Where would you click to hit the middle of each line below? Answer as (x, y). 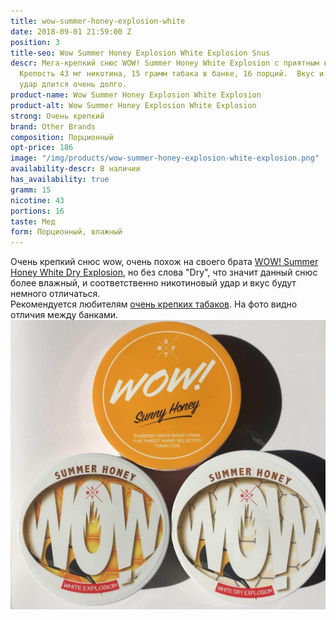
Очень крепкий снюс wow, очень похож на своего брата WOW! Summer (164, 262)
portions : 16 (37, 211)
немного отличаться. (55, 294)
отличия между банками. (64, 315)
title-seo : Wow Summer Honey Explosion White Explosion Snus (140, 53)
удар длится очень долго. (73, 85)
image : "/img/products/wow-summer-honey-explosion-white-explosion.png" (165, 158)
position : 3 (35, 42)
